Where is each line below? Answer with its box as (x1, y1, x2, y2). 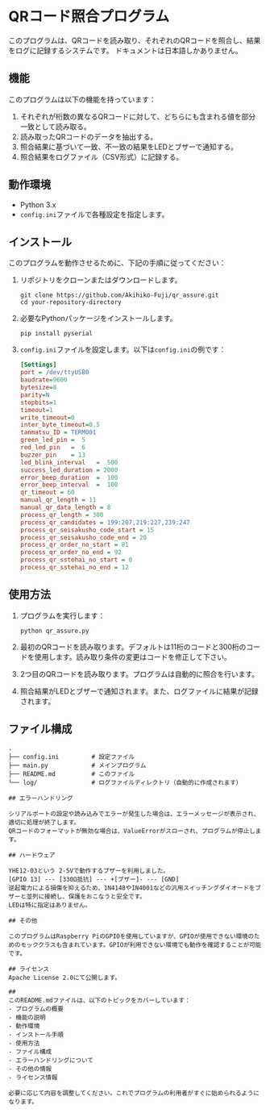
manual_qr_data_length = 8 (19, 503, 111, 511)
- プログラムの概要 (8, 1005, 64, 1013)
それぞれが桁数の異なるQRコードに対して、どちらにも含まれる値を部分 (19, 111, 256, 121)
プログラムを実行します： (19, 611, 106, 620)
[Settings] (19, 361, 57, 369)
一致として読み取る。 (19, 122, 91, 131)
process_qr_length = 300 (19, 511, 104, 519)
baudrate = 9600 (19, 376, 68, 384)
